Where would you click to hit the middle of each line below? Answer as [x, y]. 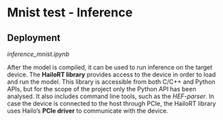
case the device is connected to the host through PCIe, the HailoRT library [112, 103]
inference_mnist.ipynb [38, 54]
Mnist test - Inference [70, 13]
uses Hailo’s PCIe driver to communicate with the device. [88, 111]
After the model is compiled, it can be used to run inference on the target [110, 67]
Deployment [34, 38]
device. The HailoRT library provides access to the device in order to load [112, 74]
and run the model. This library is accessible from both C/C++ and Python [111, 82]
